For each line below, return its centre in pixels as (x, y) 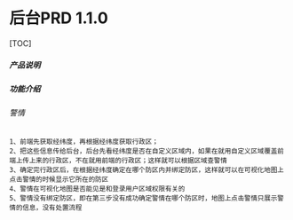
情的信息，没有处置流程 (46, 208)
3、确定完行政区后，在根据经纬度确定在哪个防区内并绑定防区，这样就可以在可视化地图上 (146, 169)
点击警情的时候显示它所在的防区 (59, 179)
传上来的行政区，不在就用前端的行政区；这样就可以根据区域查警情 (125, 161)
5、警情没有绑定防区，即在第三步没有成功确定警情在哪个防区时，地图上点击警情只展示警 (146, 198)
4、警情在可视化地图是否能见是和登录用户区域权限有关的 (97, 189)
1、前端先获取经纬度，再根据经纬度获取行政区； (84, 141)
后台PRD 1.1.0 (59, 18)
